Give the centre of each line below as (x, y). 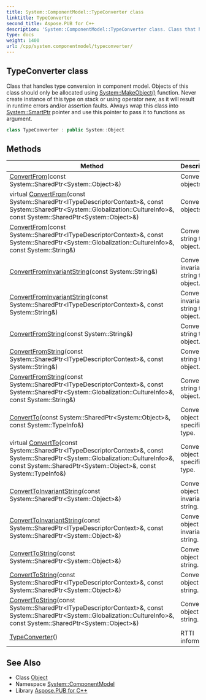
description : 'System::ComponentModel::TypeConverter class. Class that (101, 29)
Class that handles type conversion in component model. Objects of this (97, 86)
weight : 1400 (23, 41)
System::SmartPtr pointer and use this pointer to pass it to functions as (96, 112)
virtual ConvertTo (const (44, 443)
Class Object (31, 678)
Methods (24, 149)
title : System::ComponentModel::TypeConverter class (75, 12)
